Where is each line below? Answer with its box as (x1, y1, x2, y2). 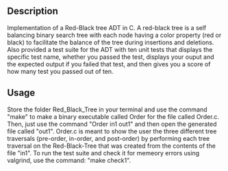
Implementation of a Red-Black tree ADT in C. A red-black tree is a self (7, 23, 207, 31)
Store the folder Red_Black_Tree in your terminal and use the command (7, 105, 207, 114)
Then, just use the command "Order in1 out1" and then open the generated (7, 120, 217, 128)
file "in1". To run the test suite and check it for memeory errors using (7, 148, 200, 157)
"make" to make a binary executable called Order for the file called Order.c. (7, 112, 220, 120)
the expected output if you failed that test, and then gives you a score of (7, 60, 211, 68)
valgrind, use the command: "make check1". (7, 156, 131, 164)
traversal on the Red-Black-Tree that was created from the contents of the (7, 142, 216, 150)
